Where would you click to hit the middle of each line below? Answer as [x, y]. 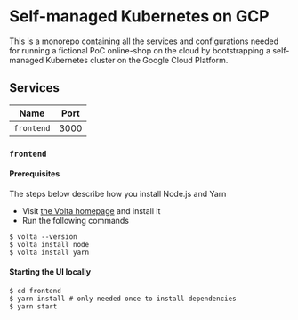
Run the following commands [75, 220]
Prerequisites [35, 174]
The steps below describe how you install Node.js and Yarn [118, 193]
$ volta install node [49, 244]
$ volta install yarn [49, 252]
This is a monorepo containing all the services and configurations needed [144, 41]
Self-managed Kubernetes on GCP [139, 16]
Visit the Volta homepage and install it [91, 210]
